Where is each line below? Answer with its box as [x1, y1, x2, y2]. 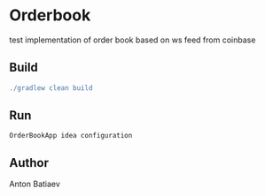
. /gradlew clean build [9, 83, 93, 93]
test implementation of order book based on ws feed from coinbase [9, 34, 256, 45]
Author [9, 155, 49, 170]
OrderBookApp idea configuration [9, 132, 133, 140]
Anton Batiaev [9, 178, 60, 190]
